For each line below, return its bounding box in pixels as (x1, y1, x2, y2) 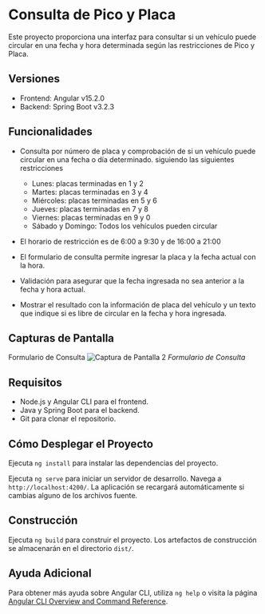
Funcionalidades (8, 125, 93, 139)
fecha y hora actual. (19, 284, 86, 294)
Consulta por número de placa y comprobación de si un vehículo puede (19, 146, 256, 156)
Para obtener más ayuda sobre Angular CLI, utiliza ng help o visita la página (8, 588, 258, 597)
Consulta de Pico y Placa (8, 6, 176, 24)
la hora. (19, 260, 45, 270)
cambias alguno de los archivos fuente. (8, 491, 138, 500)
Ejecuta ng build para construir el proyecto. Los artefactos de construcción (8, 535, 257, 545)
